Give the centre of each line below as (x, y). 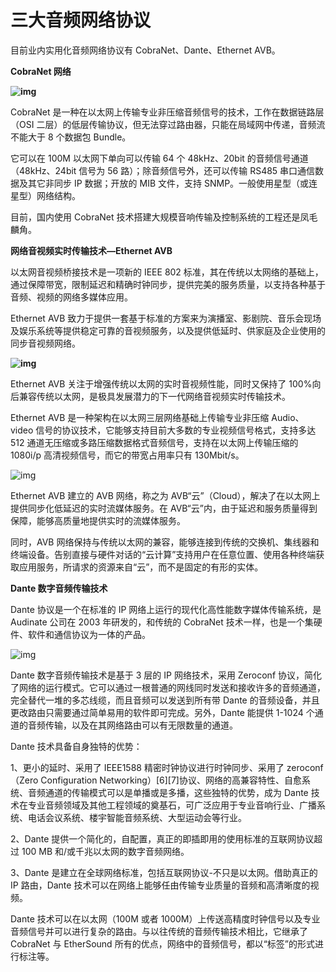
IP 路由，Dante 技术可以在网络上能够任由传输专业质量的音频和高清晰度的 (160, 885)
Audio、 (288, 417)
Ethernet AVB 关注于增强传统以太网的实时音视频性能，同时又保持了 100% (161, 383)
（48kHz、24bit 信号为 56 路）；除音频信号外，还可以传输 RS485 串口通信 (163, 170)
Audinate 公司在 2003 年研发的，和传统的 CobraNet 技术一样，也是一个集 (162, 622)
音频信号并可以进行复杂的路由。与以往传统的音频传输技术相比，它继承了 (159, 931)
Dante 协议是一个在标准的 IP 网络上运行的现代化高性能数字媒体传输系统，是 (166, 609)
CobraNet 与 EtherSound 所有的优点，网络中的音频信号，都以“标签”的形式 (162, 943)
